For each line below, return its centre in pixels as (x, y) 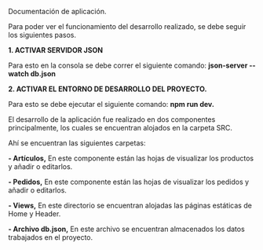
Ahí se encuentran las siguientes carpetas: (77, 143)
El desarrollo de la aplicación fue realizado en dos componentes (112, 119)
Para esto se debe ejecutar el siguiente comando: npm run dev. (111, 104)
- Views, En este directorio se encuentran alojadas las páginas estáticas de (130, 205)
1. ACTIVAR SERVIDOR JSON (56, 50)
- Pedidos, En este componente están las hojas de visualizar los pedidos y (129, 182)
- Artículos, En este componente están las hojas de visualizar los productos (131, 158)
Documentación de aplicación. (57, 11)
